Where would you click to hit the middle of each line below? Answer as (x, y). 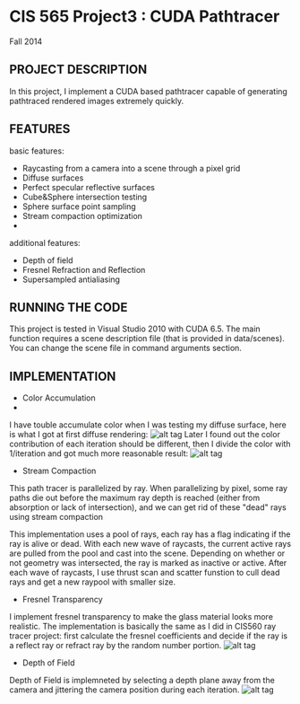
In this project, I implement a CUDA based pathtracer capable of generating (149, 91)
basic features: (37, 151)
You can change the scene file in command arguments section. (125, 348)
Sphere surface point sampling (79, 206)
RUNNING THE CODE (69, 307)
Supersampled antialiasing (71, 279)
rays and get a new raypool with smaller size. (93, 582)
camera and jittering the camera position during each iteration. (124, 690)
